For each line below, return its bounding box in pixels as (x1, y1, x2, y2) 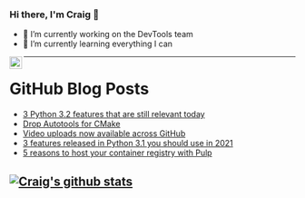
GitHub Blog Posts (9, 79, 150, 99)
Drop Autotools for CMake (22, 118, 121, 130)
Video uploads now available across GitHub (22, 128, 186, 139)
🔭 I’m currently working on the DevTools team (22, 29, 193, 40)
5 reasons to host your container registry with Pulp (22, 147, 212, 158)
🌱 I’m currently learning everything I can (22, 38, 173, 49)
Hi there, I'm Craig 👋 (9, 8, 100, 21)
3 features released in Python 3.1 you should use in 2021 (22, 138, 233, 149)
